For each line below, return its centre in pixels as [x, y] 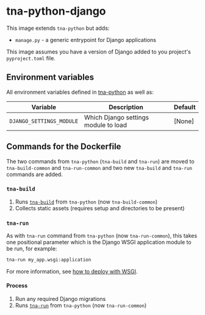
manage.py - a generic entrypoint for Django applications [86, 40]
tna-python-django [56, 11]
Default [185, 107]
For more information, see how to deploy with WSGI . [72, 272]
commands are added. [34, 174]
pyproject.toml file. [31, 58]
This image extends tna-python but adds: [58, 28]
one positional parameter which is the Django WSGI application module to [99, 242]
